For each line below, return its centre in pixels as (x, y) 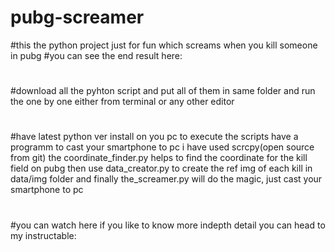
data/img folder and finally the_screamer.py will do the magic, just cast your (166, 179)
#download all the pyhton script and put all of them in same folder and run (163, 91)
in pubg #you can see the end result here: (96, 55)
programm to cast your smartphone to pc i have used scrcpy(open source (162, 147)
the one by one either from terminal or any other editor (122, 102)
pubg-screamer (77, 17)
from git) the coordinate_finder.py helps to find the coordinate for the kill (159, 158)
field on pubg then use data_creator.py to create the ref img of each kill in (161, 168)
